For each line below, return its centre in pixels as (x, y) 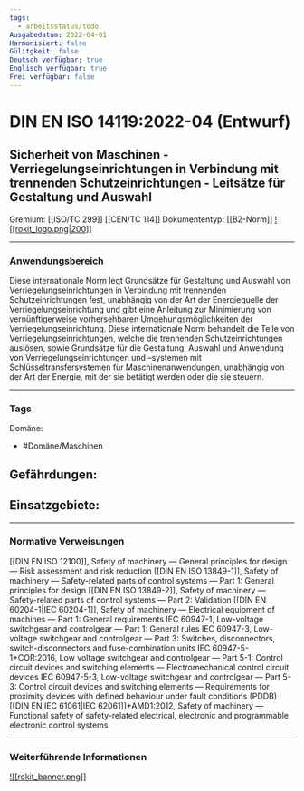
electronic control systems (59, 725)
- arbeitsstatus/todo (58, 26)
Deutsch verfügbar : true (56, 60)
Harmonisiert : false (48, 43)
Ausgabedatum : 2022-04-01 (58, 34)
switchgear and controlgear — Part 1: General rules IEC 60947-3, (131, 628)
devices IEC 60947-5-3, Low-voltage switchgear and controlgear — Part (145, 677)
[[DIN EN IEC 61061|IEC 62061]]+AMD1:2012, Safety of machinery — (137, 705)
